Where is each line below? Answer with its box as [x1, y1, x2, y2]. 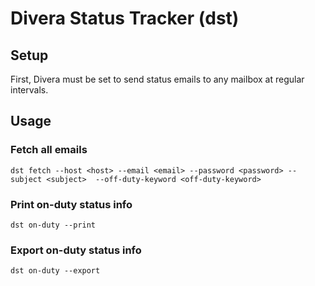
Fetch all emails [10, 143, 88, 157]
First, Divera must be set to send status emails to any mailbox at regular [10, 73, 305, 85]
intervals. [10, 84, 49, 96]
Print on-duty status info [10, 197, 133, 211]
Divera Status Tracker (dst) [10, 7, 240, 30]
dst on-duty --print [10, 220, 97, 230]
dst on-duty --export [10, 266, 101, 276]
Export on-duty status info [10, 243, 142, 257]
